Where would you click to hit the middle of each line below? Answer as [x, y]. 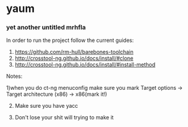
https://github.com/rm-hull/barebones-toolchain [74, 52]
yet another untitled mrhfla [46, 28]
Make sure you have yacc [47, 106]
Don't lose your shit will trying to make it [64, 117]
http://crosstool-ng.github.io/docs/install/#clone [74, 58]
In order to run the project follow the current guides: [70, 40]
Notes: [14, 76]
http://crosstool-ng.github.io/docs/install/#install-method [85, 65]
